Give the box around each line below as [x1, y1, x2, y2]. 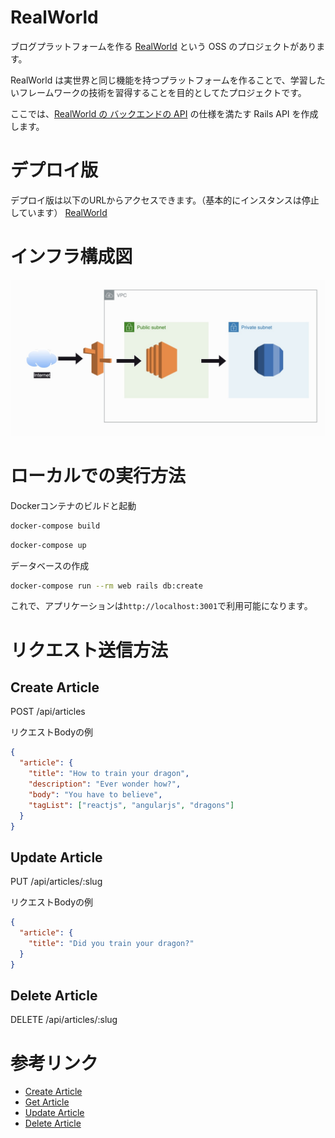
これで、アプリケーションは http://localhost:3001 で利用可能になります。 [10, 600, 313, 612]
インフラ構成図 [10, 246, 133, 268]
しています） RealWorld [10, 206, 108, 218]
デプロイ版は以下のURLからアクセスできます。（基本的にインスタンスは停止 [10, 194, 320, 206]
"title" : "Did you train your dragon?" [28, 938, 195, 948]
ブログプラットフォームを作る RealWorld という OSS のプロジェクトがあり [10, 40, 317, 52]
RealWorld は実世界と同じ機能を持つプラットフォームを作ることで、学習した [10, 74, 326, 86]
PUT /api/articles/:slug [10, 876, 103, 888]
